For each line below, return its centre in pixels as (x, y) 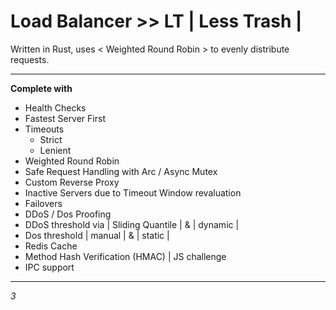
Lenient (55, 150)
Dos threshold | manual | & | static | (97, 235)
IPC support (49, 267)
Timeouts (44, 129)
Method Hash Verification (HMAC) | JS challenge (125, 256)
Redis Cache (51, 246)
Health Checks (55, 107)
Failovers (43, 203)
